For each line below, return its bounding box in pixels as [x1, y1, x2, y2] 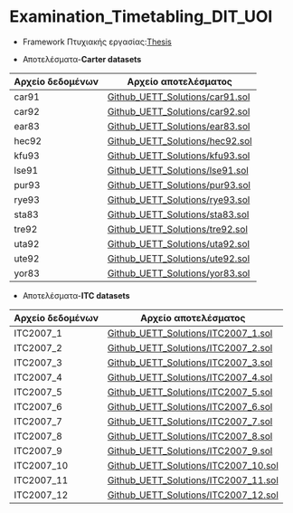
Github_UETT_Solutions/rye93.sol [107, 193, 250, 205]
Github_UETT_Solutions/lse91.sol [107, 164, 249, 176]
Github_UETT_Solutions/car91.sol [107, 90, 250, 103]
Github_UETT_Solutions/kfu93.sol [107, 149, 250, 162]
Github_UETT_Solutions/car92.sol [107, 105, 250, 118]
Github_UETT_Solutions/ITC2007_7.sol [107, 414, 273, 427]
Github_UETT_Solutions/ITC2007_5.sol [107, 385, 273, 398]
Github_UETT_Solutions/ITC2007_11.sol [107, 473, 279, 486]
